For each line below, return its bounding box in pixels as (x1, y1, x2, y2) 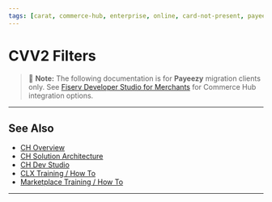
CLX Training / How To (19, 169, 96, 179)
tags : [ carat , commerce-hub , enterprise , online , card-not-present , (8, 11, 244, 20)
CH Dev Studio (19, 160, 70, 170)
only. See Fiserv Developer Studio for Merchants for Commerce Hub (28, 82, 257, 91)
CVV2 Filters (8, 46, 96, 65)
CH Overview (19, 143, 65, 153)
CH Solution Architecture (19, 151, 104, 162)
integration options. (28, 90, 94, 100)
